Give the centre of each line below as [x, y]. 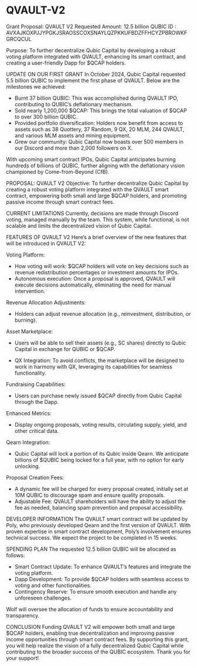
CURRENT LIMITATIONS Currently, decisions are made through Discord [92, 213]
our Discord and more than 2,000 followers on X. [74, 148]
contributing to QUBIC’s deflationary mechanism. [74, 104]
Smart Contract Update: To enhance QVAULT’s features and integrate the [103, 567]
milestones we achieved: [36, 86]
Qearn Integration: [28, 442]
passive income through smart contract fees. [60, 202]
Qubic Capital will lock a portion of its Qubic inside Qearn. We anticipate [101, 453]
